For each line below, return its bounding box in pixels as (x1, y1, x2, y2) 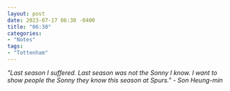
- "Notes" (7, 36, 36, 43)
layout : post (7, 10, 45, 17)
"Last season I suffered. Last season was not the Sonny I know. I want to (7, 68, 218, 77)
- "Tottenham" (7, 50, 49, 57)
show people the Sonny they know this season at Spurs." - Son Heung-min (7, 76, 224, 84)
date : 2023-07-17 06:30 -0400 (7, 17, 96, 24)
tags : (7, 43, 23, 50)
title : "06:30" (7, 23, 52, 30)
